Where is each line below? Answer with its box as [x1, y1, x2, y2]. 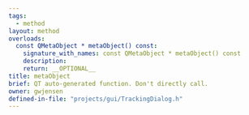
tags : [8, 11, 27, 20]
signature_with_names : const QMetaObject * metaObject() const [23, 49, 242, 57]
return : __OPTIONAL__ [23, 65, 96, 73]
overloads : [8, 34, 45, 43]
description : [23, 57, 67, 66]
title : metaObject [8, 72, 71, 80]
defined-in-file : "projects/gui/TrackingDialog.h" [8, 95, 183, 103]
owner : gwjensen [8, 87, 63, 96]
